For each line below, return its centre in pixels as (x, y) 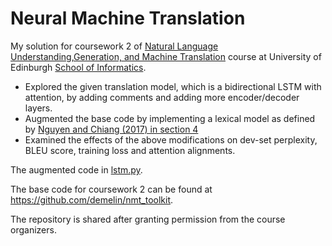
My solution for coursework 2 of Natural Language (114, 46)
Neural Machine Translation (128, 18)
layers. (38, 108)
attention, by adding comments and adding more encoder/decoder (162, 97)
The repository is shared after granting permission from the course (148, 219)
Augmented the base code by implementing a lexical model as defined (170, 118)
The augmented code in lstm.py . (76, 169)
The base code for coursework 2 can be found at (111, 189)
